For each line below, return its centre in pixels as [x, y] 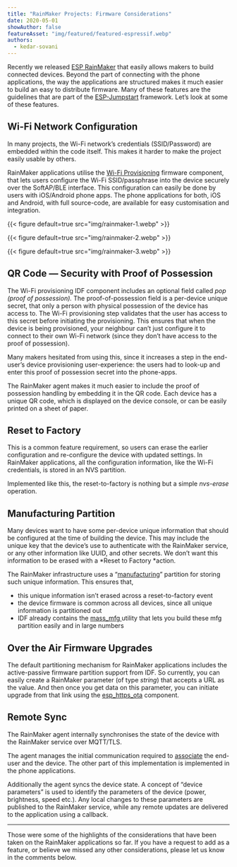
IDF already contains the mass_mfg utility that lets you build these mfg [120, 618]
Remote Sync [37, 717]
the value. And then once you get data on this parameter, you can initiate [113, 688]
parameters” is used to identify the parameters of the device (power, [107, 792]
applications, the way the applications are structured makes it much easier [115, 82]
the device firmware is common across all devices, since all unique [115, 603]
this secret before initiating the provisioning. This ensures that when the [112, 321]
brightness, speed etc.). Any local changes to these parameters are [105, 799]
